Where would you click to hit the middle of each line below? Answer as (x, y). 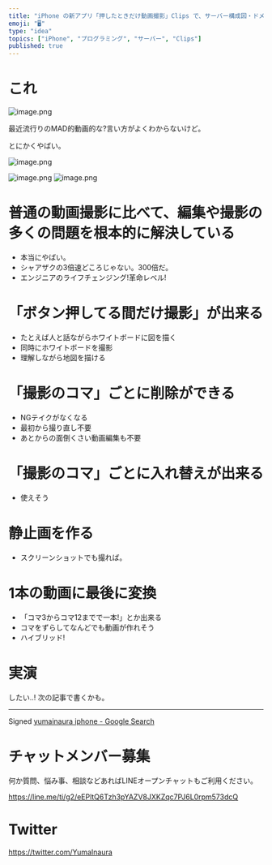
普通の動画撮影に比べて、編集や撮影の (136, 213)
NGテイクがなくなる (54, 417)
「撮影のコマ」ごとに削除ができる (122, 394)
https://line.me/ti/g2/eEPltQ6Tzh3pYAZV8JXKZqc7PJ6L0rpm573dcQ (123, 797)
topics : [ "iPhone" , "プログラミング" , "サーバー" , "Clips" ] (105, 39)
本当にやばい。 (45, 257)
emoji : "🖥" (27, 24)
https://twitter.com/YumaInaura (61, 852)
